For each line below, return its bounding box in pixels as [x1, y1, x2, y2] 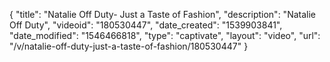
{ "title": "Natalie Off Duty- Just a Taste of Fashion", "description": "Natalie [9, 9, 316, 20]
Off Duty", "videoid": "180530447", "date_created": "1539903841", [9, 19, 283, 31]
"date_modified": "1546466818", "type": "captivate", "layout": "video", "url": [9, 30, 321, 41]
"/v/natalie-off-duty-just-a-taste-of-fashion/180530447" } [9, 40, 249, 52]
